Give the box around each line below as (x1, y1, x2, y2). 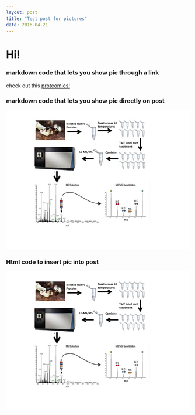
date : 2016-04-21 (6, 22, 48, 28)
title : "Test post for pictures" (6, 15, 88, 22)
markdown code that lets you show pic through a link (6, 69, 159, 77)
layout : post (6, 9, 38, 15)
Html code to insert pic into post (6, 258, 99, 266)
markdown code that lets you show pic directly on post (6, 97, 165, 105)
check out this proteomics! (6, 82, 70, 89)
